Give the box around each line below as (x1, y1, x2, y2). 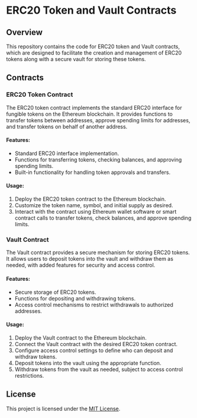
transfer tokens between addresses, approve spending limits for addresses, (6, 116, 190, 123)
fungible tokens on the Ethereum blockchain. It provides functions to (6, 110, 173, 118)
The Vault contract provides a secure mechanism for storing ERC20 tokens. (6, 249, 190, 256)
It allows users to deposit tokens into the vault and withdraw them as (6, 255, 173, 262)
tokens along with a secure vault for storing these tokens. (6, 56, 146, 62)
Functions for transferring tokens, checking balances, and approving (14, 156, 182, 163)
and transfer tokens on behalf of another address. (6, 123, 128, 130)
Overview (6, 27, 43, 37)
